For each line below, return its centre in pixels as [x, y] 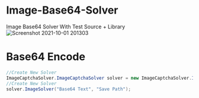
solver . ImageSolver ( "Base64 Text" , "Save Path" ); [69, 89]
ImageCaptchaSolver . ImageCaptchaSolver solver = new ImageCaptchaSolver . [99, 78]
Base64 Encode [46, 57]
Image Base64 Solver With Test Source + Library [66, 27]
